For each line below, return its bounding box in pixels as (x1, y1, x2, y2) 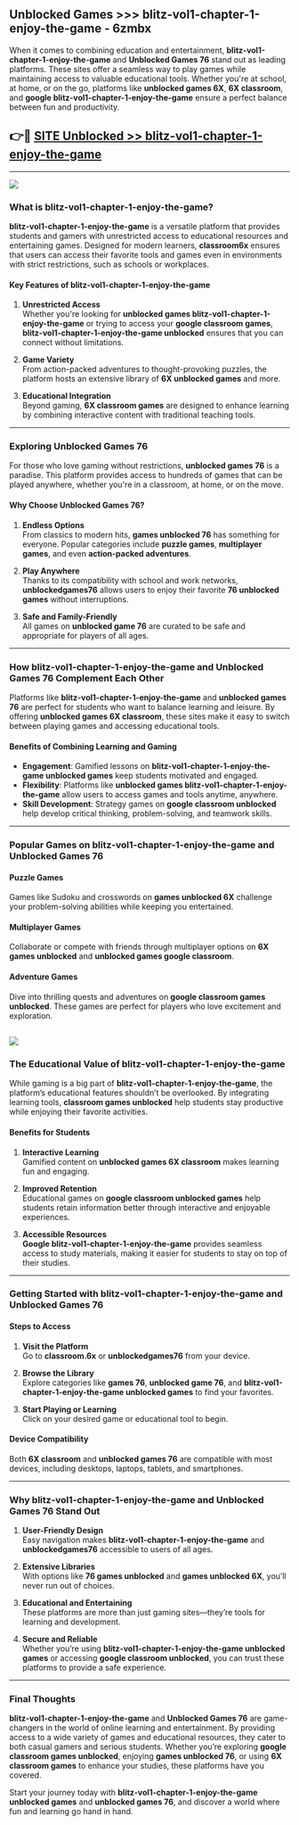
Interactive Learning (21, 1146, 100, 1158)
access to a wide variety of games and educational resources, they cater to (9, 1732, 287, 1743)
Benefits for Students (9, 1127, 91, 1137)
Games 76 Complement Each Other (9, 672, 165, 684)
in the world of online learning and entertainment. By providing (45, 1722, 276, 1733)
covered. (9, 1770, 42, 1780)
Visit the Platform (21, 1341, 89, 1351)
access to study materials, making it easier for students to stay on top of (21, 1248, 287, 1259)
